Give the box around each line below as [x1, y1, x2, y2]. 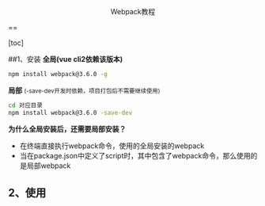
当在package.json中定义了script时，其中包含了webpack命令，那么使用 [19, 151, 251, 160]
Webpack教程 [110, 7, 156, 16]
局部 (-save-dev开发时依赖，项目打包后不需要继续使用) [8, 86, 161, 95]
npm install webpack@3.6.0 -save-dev [8, 109, 133, 116]
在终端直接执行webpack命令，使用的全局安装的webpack [19, 141, 205, 151]
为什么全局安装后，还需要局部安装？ [8, 124, 127, 133]
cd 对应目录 [8, 101, 44, 109]
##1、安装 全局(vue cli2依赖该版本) [8, 55, 123, 63]
